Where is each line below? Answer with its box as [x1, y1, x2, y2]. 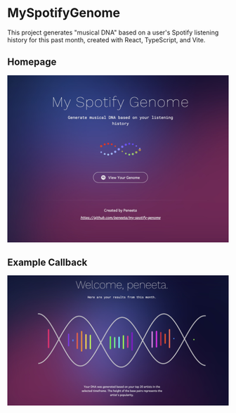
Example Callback [7, 256, 88, 268]
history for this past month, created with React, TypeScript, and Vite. [7, 35, 206, 44]
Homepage [7, 56, 57, 68]
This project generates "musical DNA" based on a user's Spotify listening [7, 28, 219, 37]
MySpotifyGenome [7, 5, 121, 21]
